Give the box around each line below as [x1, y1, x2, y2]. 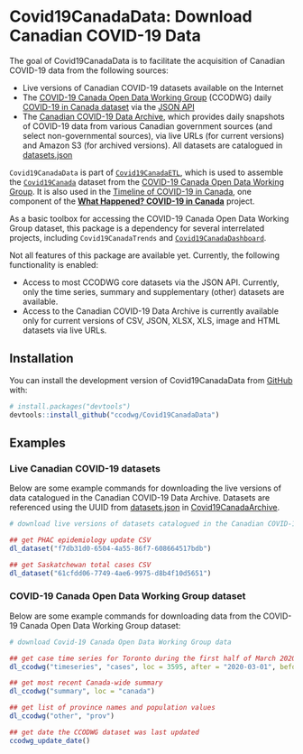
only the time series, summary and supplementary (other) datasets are [22, 286, 285, 297]
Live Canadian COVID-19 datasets [9, 462, 161, 474]
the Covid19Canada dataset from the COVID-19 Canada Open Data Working [9, 176, 285, 187]
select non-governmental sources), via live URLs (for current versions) [22, 130, 285, 141]
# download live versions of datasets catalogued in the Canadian [9, 520, 264, 529]
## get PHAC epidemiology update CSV [9, 536, 151, 545]
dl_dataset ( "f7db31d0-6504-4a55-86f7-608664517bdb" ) [9, 544, 212, 553]
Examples [9, 435, 66, 450]
